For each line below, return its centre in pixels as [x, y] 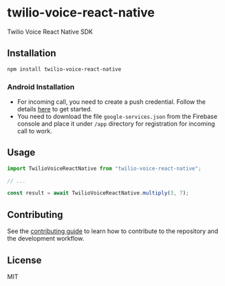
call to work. [35, 131]
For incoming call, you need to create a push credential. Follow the [111, 102]
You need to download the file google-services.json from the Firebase [117, 116]
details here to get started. [55, 109]
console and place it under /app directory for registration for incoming [116, 123]
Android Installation [41, 87]
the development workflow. [46, 239]
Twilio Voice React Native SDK [50, 32]
